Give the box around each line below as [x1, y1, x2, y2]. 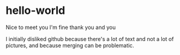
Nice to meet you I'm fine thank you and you [5, 24, 116, 31]
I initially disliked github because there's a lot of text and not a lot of [5, 35, 174, 42]
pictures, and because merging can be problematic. [5, 42, 134, 49]
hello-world [5, 4, 66, 18]
